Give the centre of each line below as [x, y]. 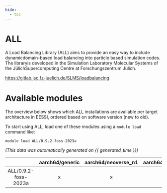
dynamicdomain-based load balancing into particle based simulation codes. [83, 58]
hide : [11, 10]
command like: [20, 132]
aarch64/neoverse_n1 [111, 163]
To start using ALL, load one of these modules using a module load [73, 127]
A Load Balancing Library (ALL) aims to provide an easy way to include [78, 53]
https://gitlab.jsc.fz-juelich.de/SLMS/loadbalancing [57, 78]
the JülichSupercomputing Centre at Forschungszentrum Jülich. [71, 68]
